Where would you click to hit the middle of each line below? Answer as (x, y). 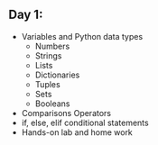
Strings (48, 55)
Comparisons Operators (66, 113)
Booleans (52, 104)
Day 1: (26, 15)
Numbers (52, 46)
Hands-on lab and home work (77, 132)
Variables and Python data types (82, 36)
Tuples (47, 84)
